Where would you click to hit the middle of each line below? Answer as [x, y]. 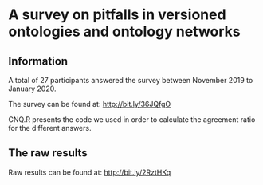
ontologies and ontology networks [124, 31]
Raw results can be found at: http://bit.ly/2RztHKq [90, 172]
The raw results [48, 153]
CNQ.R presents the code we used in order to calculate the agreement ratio [132, 120]
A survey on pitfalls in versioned [117, 15]
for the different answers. [50, 128]
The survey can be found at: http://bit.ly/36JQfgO [90, 104]
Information [38, 61]
